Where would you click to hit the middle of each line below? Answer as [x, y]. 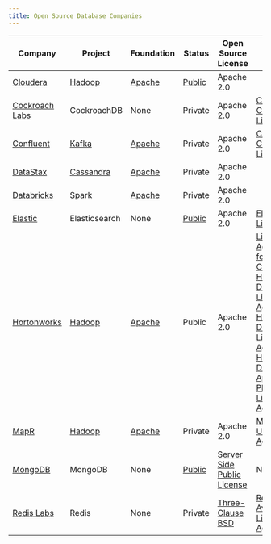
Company [37, 53]
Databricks [33, 195]
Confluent [31, 144]
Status [196, 53]
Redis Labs [33, 513]
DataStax [30, 172]
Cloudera [30, 82]
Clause [231, 513]
